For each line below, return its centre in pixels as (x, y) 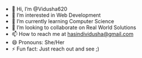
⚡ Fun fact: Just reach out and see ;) (55, 49)
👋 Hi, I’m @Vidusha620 (39, 9)
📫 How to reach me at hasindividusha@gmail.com (72, 34)
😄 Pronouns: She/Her (38, 42)
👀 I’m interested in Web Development (56, 15)
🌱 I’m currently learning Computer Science (63, 21)
